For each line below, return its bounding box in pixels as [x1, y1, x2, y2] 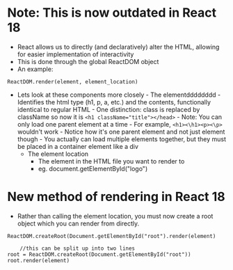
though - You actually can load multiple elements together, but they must [17, 134, 227, 143]
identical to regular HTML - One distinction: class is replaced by [17, 105, 200, 113]
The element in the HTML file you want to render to [38, 157, 185, 165]
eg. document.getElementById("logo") [38, 164, 148, 173]
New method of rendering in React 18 [7, 189, 226, 205]
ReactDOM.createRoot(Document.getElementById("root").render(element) [7, 232, 216, 239]
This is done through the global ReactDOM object [17, 57, 159, 65]
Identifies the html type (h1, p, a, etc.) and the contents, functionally [17, 97, 211, 106]
